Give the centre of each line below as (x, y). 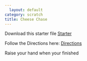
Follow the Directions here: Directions (43, 43)
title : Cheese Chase (26, 19)
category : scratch (24, 15)
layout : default (26, 10)
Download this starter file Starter (38, 34)
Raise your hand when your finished (42, 53)
